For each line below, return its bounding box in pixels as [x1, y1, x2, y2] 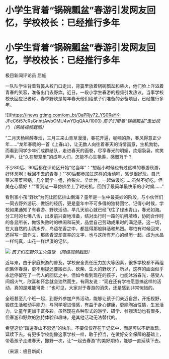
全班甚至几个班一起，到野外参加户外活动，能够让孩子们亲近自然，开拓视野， [5, 296, 164, 302]
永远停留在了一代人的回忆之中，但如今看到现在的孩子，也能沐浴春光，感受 [5, 272, 159, 278]
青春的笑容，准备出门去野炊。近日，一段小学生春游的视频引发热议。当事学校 [5, 89, 164, 96]
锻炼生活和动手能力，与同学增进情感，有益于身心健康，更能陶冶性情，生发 [5, 302, 159, 308]
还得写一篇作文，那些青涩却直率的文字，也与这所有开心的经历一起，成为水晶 [5, 232, 164, 238]
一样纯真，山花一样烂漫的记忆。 [5, 238, 71, 244]
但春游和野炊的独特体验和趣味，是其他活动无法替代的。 [5, 314, 120, 320]
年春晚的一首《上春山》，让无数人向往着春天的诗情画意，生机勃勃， [23, 141, 162, 148]
